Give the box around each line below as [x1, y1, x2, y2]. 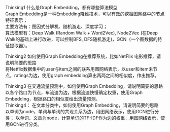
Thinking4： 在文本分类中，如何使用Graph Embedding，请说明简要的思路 [5, 102, 159, 108]
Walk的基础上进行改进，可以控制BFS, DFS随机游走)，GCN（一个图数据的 [5, 36, 158, 42]
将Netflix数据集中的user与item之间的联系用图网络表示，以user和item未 [5, 66, 153, 72]
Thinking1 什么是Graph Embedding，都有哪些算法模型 [5, 5, 118, 10]
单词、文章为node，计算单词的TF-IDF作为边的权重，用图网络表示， [19, 115, 161, 121]
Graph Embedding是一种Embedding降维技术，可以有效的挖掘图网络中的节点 [5, 11, 165, 17]
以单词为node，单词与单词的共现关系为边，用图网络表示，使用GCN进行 [5, 109, 155, 114]
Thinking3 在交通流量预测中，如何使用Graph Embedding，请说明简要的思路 [5, 83, 163, 89]
